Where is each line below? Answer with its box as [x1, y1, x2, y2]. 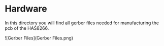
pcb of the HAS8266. [5, 25, 49, 31]
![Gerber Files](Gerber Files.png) [5, 35, 74, 41]
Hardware [5, 3, 47, 15]
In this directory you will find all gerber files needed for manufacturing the [5, 20, 159, 26]
